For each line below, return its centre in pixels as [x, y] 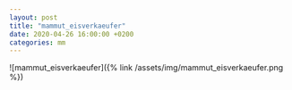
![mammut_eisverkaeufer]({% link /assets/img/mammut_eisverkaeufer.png [146, 68]
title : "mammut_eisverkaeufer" [68, 26]
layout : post [34, 17]
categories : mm [38, 42]
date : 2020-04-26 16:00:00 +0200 [72, 34]
